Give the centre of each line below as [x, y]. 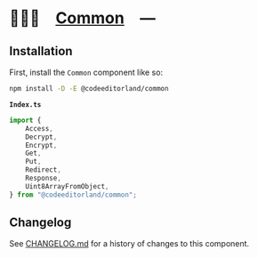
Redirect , [44, 170]
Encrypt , [41, 145]
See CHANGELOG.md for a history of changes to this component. [129, 244]
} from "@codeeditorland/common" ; [73, 195]
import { [25, 120]
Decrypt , [41, 137]
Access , [39, 128]
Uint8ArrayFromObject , [67, 186]
